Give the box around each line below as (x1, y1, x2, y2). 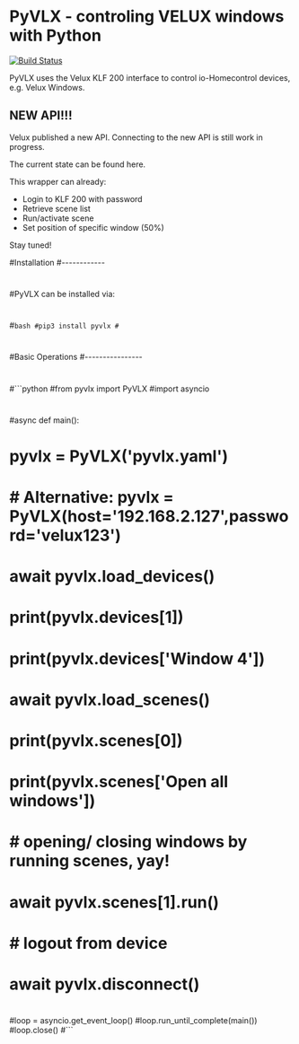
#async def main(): (9, 415, 80, 425)
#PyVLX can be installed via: (9, 288, 115, 299)
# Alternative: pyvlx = (9, 487, 174, 508)
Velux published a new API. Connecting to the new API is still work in (9, 132, 263, 143)
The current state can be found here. (9, 159, 146, 170)
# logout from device (9, 933, 168, 953)
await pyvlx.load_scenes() (9, 689, 211, 710)
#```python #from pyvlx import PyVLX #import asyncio (9, 383, 210, 394)
